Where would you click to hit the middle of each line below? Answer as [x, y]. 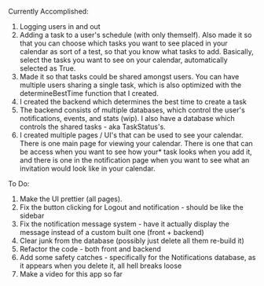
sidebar [32, 216]
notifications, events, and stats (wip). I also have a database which [127, 118]
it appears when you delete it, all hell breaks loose [101, 266]
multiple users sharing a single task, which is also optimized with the [130, 85]
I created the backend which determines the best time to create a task [133, 102]
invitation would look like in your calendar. [87, 169]
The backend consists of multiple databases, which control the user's [132, 110]
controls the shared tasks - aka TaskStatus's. [93, 126]
